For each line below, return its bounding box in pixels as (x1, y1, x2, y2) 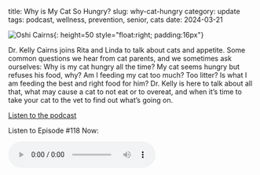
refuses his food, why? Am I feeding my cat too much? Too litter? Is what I (8, 71, 247, 79)
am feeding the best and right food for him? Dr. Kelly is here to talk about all (8, 78, 253, 88)
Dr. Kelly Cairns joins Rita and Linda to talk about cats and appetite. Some (8, 46, 246, 54)
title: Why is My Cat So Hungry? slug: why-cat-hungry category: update (8, 7, 241, 16)
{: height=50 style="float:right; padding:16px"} (53, 31, 204, 39)
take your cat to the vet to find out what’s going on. (8, 96, 174, 104)
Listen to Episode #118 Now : (8, 126, 100, 135)
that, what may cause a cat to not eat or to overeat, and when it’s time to (8, 87, 242, 97)
